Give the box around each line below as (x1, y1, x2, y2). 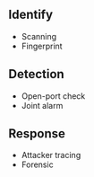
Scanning (21, 31, 57, 41)
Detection (8, 66, 64, 82)
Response (8, 126, 66, 142)
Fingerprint (21, 40, 64, 51)
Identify (8, 7, 54, 22)
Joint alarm (21, 100, 64, 111)
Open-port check (21, 90, 86, 102)
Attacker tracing (21, 150, 81, 161)
